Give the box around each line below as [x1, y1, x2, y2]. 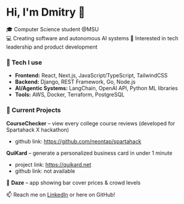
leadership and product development [6, 43, 98, 50]
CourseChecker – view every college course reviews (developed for [6, 119, 176, 127]
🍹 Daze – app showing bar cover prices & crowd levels [6, 179, 141, 186]
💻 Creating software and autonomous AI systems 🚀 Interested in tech [6, 34, 179, 41]
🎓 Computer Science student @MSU [6, 25, 99, 32]
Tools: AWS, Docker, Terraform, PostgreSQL [14, 91, 125, 98]
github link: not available [14, 167, 76, 175]
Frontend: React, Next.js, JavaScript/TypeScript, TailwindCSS [14, 72, 168, 79]
